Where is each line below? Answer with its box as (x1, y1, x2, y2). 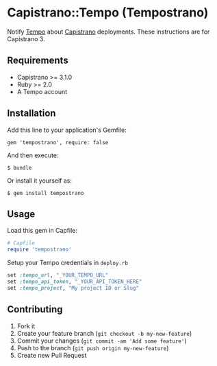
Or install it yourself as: (7, 176, 72, 185)
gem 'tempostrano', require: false (7, 139, 109, 146)
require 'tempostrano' (7, 246, 72, 253)
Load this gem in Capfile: (7, 227, 77, 235)
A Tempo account (16, 87, 68, 95)
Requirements (7, 55, 68, 67)
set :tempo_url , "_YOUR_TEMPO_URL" (7, 272, 109, 279)
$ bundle (7, 164, 32, 171)
